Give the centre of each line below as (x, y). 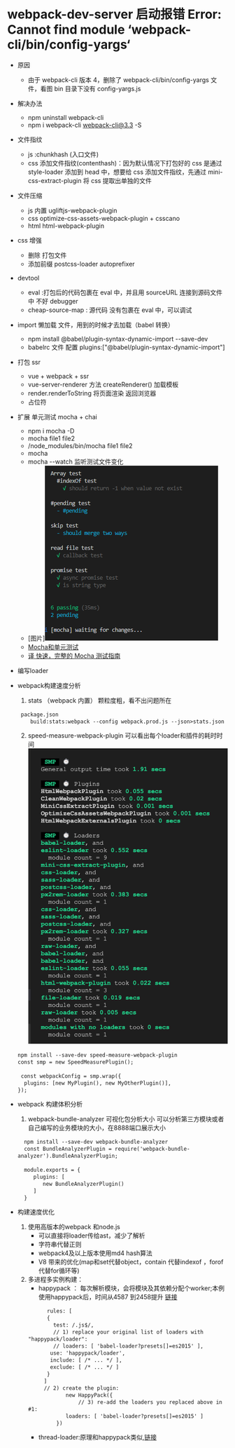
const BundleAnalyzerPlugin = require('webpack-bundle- (107, 1149)
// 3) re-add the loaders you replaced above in (150, 1402)
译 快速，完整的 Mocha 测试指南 (74, 656)
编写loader (33, 670)
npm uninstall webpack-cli (66, 117)
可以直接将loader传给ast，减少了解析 (92, 1236)
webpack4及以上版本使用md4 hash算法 (95, 1253)
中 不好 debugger (53, 301)
